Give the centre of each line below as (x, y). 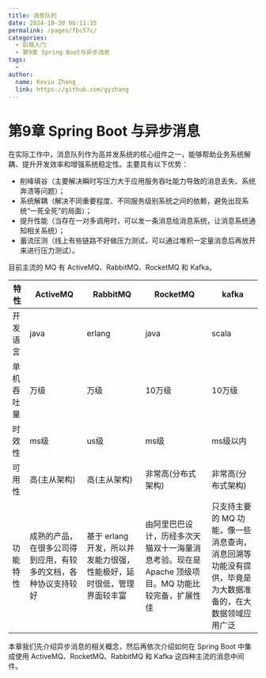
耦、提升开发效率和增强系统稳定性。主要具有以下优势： (98, 164)
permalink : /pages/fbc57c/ (53, 30)
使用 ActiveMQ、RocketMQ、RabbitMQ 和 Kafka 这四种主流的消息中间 (129, 657)
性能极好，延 (110, 572)
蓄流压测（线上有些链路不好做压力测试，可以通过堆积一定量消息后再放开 (137, 241)
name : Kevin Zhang (46, 82)
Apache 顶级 (169, 572)
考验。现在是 (177, 560)
